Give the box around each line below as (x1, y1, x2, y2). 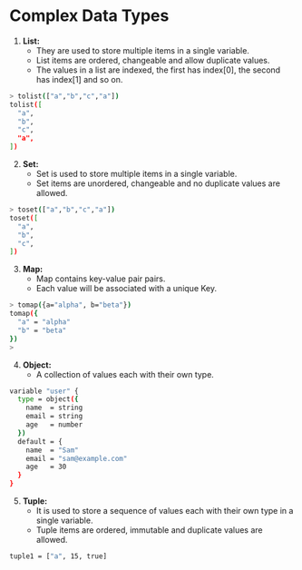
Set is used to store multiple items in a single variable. (35, 169, 238, 180)
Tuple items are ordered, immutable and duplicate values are (35, 525, 263, 536)
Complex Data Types (9, 5, 170, 26)
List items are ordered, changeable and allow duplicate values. (35, 54, 270, 65)
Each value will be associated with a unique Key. (35, 283, 218, 294)
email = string (25, 412, 83, 421)
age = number (25, 420, 83, 429)
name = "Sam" (25, 446, 79, 455)
